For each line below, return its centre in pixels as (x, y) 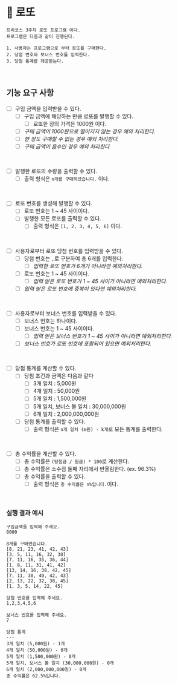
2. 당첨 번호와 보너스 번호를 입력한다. (48, 54)
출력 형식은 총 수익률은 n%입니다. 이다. (76, 484)
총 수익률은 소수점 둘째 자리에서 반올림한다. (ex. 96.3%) (90, 469)
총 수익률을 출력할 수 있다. (55, 476)
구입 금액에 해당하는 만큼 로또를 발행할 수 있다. (79, 116)
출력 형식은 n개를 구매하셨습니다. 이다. (67, 179)
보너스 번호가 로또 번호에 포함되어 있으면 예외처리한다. (88, 344)
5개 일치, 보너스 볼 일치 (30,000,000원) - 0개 (60, 663)
